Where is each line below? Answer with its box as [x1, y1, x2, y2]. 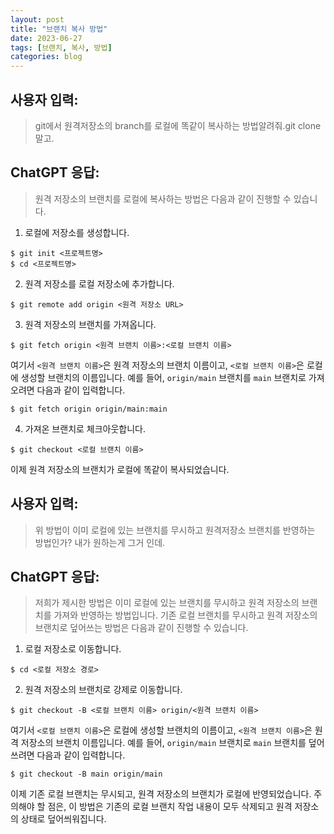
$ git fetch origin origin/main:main [10, 404, 168, 414]
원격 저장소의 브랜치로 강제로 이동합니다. [24, 684, 183, 696]
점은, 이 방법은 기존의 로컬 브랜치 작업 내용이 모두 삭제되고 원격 [47, 801, 293, 813]
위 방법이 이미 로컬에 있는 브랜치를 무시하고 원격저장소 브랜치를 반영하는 [34, 524, 316, 536]
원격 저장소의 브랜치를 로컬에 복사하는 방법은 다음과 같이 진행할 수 [34, 192, 292, 205]
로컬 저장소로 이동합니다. [24, 643, 122, 655]
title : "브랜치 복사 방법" [10, 24, 108, 34]
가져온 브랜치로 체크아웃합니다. [24, 422, 147, 435]
